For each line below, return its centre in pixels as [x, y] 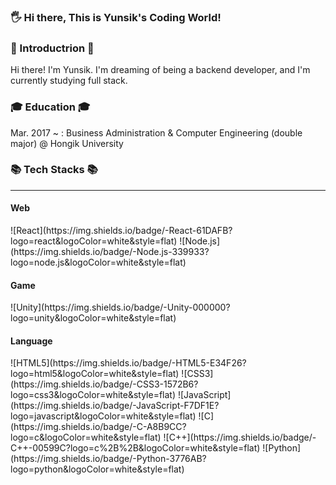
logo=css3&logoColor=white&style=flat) [93, 395]
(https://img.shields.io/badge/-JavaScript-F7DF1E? [115, 406]
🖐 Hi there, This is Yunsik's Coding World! [116, 17]
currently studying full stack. [69, 81]
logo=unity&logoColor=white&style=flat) [93, 318]
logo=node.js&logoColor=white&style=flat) [98, 262]
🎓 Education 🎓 [50, 107]
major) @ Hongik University [67, 143]
